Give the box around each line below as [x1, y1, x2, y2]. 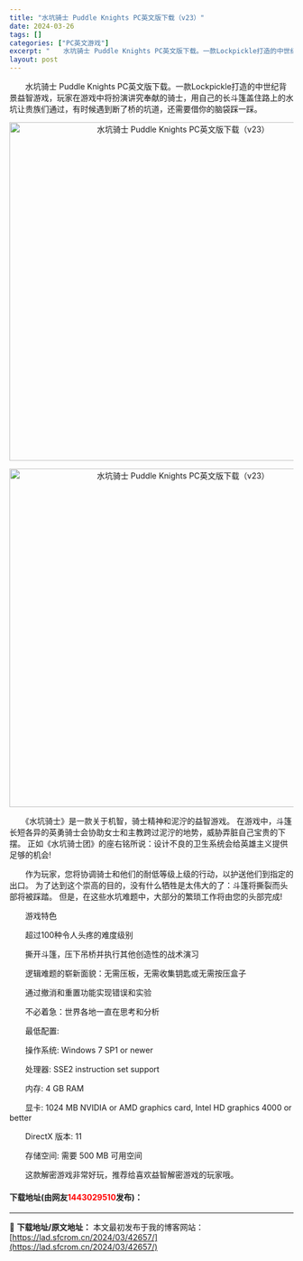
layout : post [9, 55, 59, 64]
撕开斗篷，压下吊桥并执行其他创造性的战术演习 [24, 949, 199, 960]
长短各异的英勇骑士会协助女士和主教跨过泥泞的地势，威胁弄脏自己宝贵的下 [9, 827, 286, 838]
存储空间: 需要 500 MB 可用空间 [24, 1150, 142, 1161]
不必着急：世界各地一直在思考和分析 [24, 1006, 160, 1016]
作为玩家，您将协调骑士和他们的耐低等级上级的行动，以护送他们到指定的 [24, 868, 294, 879]
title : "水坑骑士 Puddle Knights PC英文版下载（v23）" [9, 13, 205, 23]
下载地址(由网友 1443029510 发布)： [9, 1191, 143, 1202]
